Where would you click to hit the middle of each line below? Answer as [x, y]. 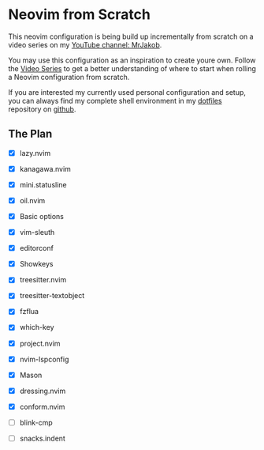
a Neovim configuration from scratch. [69, 77]
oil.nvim [32, 200]
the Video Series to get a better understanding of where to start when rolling [132, 68]
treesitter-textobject [52, 296]
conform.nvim [42, 407]
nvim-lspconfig [44, 359]
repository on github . [42, 109]
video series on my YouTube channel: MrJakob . [85, 44]
